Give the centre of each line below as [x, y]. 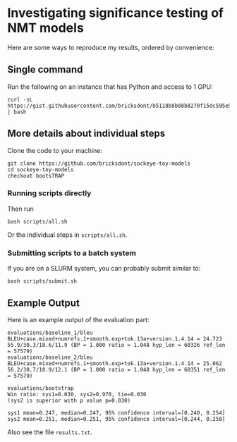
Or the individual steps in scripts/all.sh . [67, 235]
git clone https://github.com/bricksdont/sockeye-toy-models [99, 164]
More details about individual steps [86, 134]
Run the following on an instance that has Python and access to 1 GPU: [110, 87]
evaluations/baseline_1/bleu [50, 333]
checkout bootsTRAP [36, 176]
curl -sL [20, 99]
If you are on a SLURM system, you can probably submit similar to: [104, 269]
